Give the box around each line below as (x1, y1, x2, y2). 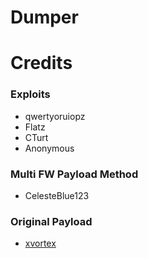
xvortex (24, 237, 57, 250)
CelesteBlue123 (24, 189, 90, 201)
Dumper (10, 6, 79, 29)
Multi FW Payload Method (10, 167, 139, 181)
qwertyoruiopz (24, 110, 86, 122)
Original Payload (10, 214, 93, 228)
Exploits (10, 87, 51, 101)
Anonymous (24, 142, 75, 154)
